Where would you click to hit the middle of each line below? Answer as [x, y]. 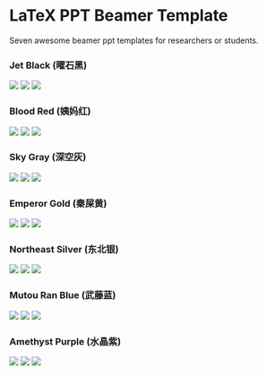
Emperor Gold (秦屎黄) [58, 203]
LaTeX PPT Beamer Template [119, 16]
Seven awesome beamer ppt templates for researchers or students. [134, 40]
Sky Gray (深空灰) [48, 158]
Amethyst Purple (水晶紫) [65, 341]
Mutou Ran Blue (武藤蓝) [63, 295]
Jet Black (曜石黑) [48, 65]
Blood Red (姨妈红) [50, 111]
